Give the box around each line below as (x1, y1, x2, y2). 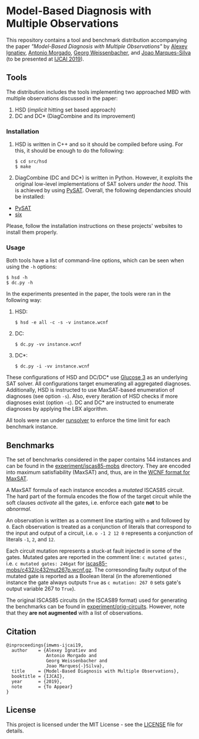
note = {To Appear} (11, 684, 73, 690)
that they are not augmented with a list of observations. (6, 610, 143, 617)
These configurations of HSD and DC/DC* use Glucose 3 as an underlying (6, 374, 188, 381)
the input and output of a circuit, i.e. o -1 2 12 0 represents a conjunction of (6, 529, 193, 537)
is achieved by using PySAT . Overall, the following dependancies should (14, 187, 191, 194)
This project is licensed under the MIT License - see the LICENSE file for (6, 721, 183, 728)
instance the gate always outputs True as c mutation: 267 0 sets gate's (6, 579, 181, 586)
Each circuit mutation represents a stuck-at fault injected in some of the (6, 547, 182, 554)
